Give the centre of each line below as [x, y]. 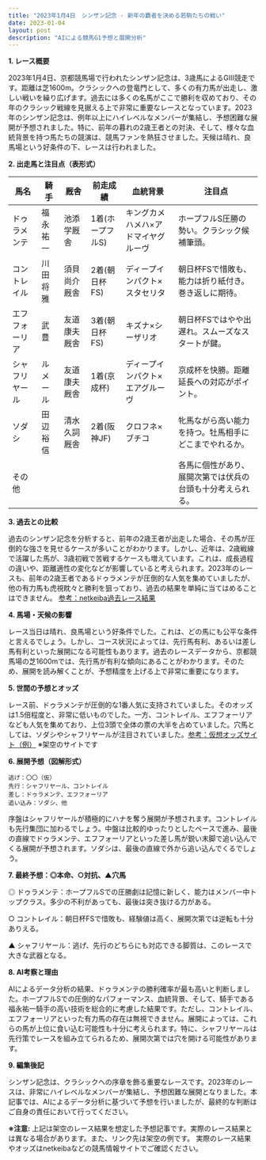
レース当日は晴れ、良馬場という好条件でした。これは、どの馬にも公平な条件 [133, 632]
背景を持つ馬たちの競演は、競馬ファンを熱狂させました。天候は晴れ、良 [133, 137]
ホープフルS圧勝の [212, 219]
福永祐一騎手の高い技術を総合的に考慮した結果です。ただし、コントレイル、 [133, 1009]
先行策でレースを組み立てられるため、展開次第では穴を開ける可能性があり [129, 1039]
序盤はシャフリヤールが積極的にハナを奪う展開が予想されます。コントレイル [133, 819]
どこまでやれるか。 [213, 444]
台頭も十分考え [206, 489]
